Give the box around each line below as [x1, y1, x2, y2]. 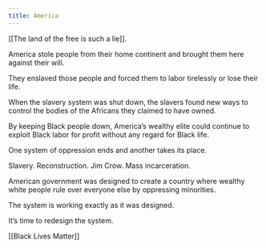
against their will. [8, 58, 65, 67]
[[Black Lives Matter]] [8, 231, 80, 241]
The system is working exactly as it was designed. [8, 200, 175, 210]
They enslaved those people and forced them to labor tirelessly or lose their [8, 73, 259, 82]
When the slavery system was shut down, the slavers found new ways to [8, 97, 248, 106]
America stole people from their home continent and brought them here [8, 49, 244, 58]
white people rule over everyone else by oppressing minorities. [8, 185, 216, 194]
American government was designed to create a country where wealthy [8, 176, 245, 186]
